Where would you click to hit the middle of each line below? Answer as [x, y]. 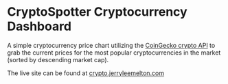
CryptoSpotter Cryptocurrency [97, 12]
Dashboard [39, 26]
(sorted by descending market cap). [58, 59]
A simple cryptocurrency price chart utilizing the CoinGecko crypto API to [111, 45]
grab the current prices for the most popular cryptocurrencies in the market [114, 53]
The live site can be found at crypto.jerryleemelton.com [86, 73]
